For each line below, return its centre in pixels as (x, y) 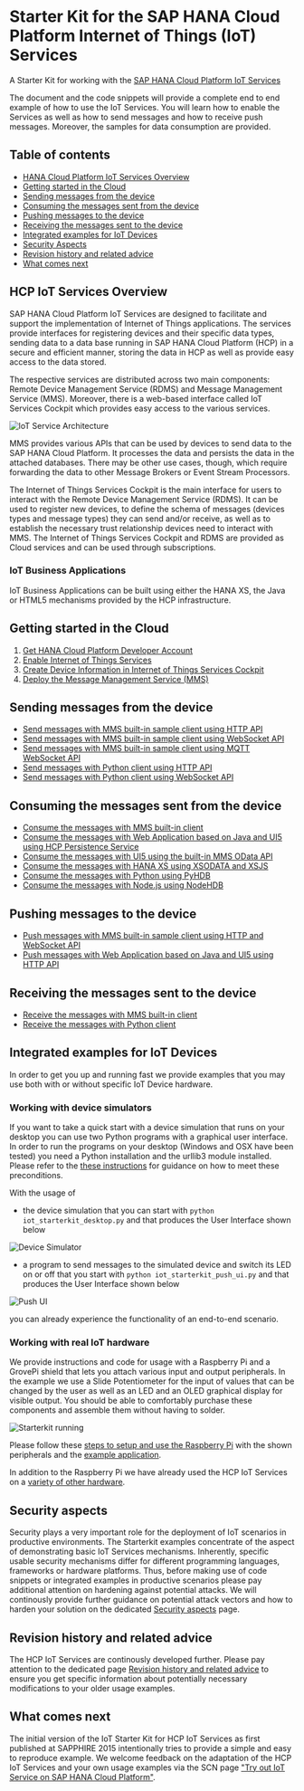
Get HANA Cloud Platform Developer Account (107, 650)
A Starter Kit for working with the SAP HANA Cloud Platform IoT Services (145, 80)
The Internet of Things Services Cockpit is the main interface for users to (146, 490)
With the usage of (43, 1193)
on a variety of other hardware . (67, 1482)
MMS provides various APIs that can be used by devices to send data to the (151, 443)
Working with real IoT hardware (80, 1342)
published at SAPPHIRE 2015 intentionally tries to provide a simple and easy (151, 1748)
